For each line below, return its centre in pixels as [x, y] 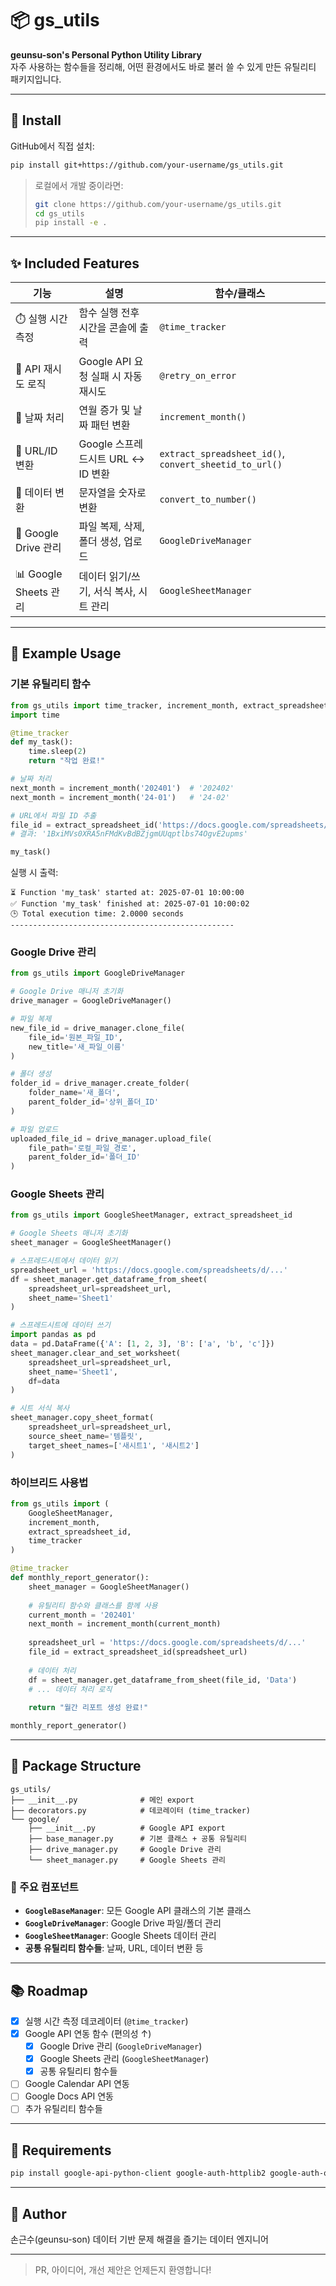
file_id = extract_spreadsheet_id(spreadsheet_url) [138, 1652]
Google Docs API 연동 [69, 2096]
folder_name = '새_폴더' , [75, 1093]
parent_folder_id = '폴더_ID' [85, 1157]
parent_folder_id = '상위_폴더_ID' [94, 1102]
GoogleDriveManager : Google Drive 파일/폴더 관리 [123, 1923]
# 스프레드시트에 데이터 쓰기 [60, 1325]
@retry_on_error [198, 376]
